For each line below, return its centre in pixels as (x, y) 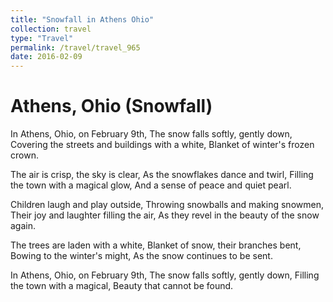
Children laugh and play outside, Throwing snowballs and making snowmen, (167, 205)
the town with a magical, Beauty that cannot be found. (122, 286)
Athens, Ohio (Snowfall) (111, 106)
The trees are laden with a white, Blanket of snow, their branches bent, (156, 245)
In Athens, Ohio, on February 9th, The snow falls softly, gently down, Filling (165, 275)
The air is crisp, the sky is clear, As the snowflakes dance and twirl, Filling (162, 175)
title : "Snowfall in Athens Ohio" (82, 19)
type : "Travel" (42, 38)
